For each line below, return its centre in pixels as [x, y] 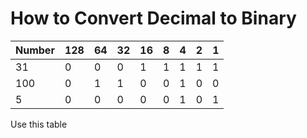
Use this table [39, 124]
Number [35, 50]
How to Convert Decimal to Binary [153, 18]
